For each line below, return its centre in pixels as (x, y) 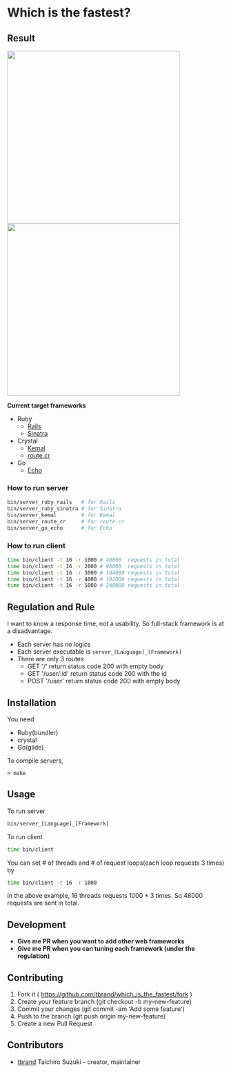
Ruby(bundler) (38, 732)
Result (21, 38)
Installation (32, 702)
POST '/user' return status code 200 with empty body (104, 681)
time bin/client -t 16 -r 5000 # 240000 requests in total (94, 585)
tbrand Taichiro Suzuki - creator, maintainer (79, 1062)
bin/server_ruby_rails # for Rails (61, 502)
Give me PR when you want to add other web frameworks (101, 941)
